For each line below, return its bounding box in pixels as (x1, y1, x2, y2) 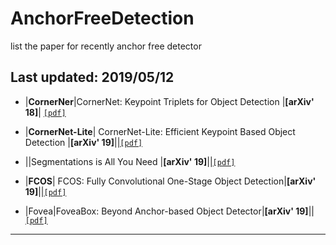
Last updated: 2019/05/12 (10, 69, 175, 86)
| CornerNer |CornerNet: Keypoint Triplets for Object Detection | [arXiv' (24, 95, 315, 107)
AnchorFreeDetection (10, 7, 195, 30)
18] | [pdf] (24, 106, 67, 118)
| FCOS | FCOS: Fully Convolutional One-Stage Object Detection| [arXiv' (24, 175, 317, 187)
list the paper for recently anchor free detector (10, 40, 202, 52)
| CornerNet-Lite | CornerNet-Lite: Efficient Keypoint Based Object (24, 125, 296, 137)
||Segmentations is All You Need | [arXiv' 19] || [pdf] (24, 155, 236, 167)
